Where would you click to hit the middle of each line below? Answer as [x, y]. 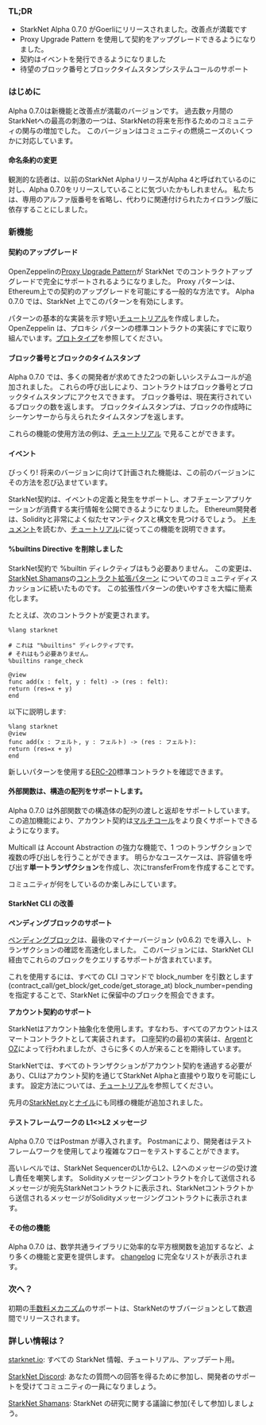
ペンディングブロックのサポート [60, 923]
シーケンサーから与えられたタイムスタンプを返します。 [98, 417]
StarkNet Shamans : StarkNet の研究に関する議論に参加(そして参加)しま [125, 1403]
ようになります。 [36, 830]
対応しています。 [50, 140]
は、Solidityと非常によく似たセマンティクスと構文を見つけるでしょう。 [124, 520]
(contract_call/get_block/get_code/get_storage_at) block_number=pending [130, 985]
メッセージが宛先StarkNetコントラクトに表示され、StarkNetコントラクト [127, 1188]
